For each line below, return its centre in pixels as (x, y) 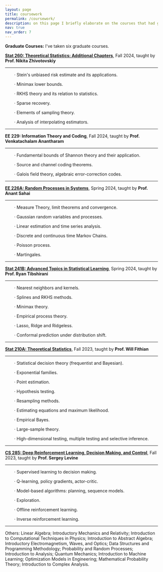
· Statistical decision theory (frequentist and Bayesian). (69, 363)
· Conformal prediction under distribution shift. (60, 335)
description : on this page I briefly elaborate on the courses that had (80, 23)
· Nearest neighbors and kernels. (47, 288)
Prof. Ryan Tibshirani (27, 274)
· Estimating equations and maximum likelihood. (62, 410)
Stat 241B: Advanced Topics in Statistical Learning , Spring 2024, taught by (81, 268)
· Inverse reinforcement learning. (47, 519)
